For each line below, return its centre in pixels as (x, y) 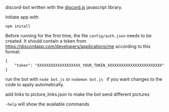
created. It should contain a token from (46, 41)
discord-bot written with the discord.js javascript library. (64, 7)
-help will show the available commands (47, 104)
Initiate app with (22, 17)
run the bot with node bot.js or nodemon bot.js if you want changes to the (84, 79)
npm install (18, 26)
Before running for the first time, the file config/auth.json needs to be (78, 36)
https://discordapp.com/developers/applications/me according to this (78, 46)
